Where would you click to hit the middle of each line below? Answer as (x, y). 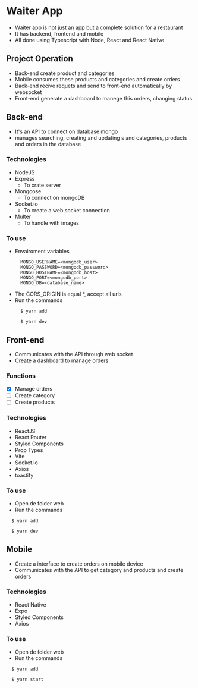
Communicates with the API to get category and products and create (99, 570)
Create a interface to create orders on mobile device (79, 564)
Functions (21, 376)
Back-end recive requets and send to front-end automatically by (93, 86)
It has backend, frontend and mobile (59, 33)
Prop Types (29, 450)
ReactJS (25, 431)
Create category (35, 395)
